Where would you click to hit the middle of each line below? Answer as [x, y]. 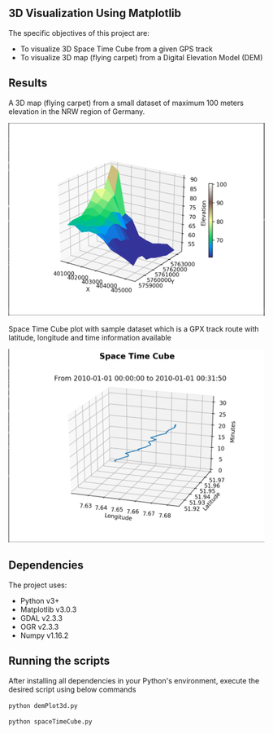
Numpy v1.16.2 [44, 635]
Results [28, 84]
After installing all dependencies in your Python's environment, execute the [134, 680]
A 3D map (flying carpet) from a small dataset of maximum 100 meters [126, 103]
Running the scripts [59, 661]
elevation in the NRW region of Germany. [77, 111]
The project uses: [38, 585]
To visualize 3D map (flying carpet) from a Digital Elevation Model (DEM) [141, 57]
